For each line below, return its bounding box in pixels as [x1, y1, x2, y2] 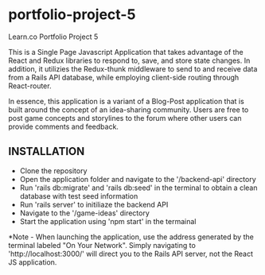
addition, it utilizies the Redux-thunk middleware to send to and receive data [8, 64, 258, 73]
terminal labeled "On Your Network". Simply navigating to [8, 240, 197, 250]
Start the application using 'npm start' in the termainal [19, 216, 197, 226]
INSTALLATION [8, 145, 85, 158]
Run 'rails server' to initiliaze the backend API [19, 199, 169, 209]
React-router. [8, 81, 52, 91]
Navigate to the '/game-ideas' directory [19, 208, 150, 218]
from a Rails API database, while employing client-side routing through [8, 72, 240, 82]
